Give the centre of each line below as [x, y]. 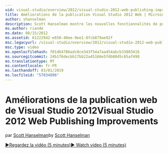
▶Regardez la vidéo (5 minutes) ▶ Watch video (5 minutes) [66, 145]
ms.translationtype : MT [30, 61]
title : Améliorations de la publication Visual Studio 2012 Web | [76, 15]
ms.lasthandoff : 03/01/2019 [34, 71]
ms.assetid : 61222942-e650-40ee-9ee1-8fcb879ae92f [59, 38]
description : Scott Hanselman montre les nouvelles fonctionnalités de [81, 24]
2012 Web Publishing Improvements [82, 121]
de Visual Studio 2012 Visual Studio [79, 111]
